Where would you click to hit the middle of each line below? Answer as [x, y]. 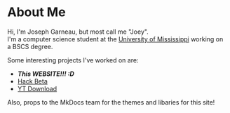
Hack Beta [32, 81]
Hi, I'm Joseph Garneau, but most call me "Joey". [78, 32]
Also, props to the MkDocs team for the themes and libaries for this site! [111, 102]
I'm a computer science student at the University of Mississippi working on [115, 39]
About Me [36, 12]
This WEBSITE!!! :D [46, 74]
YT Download [37, 88]
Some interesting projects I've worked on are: [73, 60]
